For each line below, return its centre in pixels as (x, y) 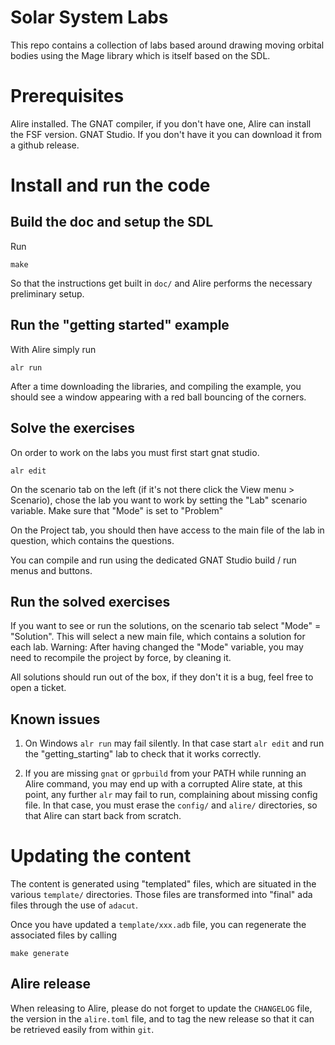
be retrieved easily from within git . (82, 1029)
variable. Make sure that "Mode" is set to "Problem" (117, 510)
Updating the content (101, 856)
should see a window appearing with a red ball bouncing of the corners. (158, 397)
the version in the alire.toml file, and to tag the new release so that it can (162, 1018)
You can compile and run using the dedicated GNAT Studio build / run (153, 560)
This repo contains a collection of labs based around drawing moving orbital (167, 45)
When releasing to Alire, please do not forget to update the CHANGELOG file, (161, 1008)
